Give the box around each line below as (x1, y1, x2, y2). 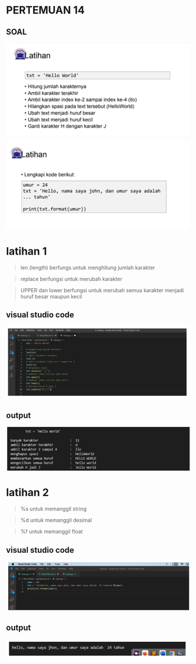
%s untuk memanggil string (20, 505, 87, 512)
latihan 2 (6, 486, 50, 499)
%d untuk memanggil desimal (20, 516, 92, 524)
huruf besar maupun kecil (20, 293, 82, 300)
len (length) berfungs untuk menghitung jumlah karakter (20, 264, 156, 271)
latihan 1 (6, 244, 47, 258)
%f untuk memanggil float (20, 528, 83, 535)
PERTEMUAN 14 (6, 4, 85, 17)
